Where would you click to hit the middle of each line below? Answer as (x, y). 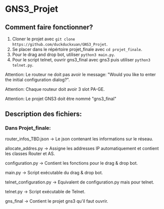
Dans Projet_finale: (28, 128)
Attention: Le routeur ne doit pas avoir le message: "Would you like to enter (81, 74)
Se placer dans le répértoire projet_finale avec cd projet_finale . (77, 49)
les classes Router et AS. (30, 154)
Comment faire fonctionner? (49, 27)
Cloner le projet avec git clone (43, 39)
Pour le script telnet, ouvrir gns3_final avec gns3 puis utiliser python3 (81, 60)
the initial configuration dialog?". (37, 80)
